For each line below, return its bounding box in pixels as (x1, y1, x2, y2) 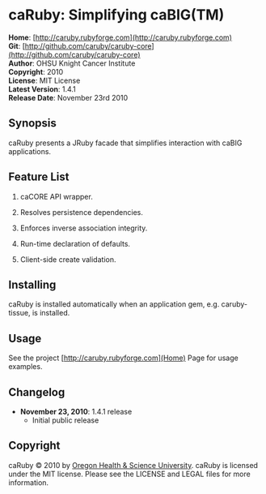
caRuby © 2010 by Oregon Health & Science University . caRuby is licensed (8, 460, 259, 470)
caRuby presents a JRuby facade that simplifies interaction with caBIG (8, 138, 243, 148)
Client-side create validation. (19, 254, 116, 264)
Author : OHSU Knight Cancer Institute (8, 58, 136, 68)
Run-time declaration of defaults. (19, 238, 131, 248)
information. (8, 477, 49, 488)
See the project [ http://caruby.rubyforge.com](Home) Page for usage (8, 353, 239, 363)
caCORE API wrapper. (19, 191, 93, 201)
